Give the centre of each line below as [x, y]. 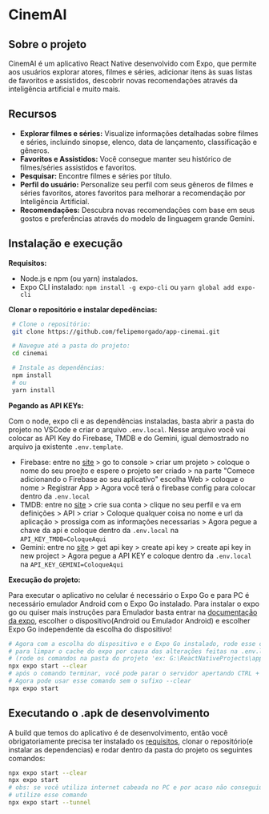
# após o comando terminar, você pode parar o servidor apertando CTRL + [134, 674]
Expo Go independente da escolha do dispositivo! [90, 629]
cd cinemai [30, 354]
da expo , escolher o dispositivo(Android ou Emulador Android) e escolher [129, 620]
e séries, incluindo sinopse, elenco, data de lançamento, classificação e [139, 142]
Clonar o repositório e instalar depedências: [83, 309]
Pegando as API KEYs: [46, 405]
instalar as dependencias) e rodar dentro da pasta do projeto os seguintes [130, 749]
